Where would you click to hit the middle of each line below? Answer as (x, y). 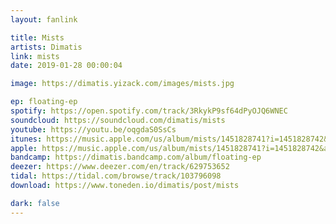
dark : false (35, 203)
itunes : (26, 139)
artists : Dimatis (46, 47)
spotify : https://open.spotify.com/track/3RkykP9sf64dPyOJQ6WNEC (149, 111)
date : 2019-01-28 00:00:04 (66, 66)
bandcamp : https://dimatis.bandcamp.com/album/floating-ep (136, 157)
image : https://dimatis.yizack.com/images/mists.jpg (122, 84)
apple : (24, 148)
